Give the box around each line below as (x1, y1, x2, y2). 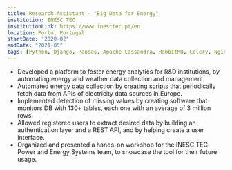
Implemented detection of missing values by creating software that (17, 96, 208, 105)
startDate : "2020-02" (7, 36, 70, 43)
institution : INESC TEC (7, 17, 76, 23)
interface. (17, 133, 45, 141)
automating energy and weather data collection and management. (17, 74, 205, 83)
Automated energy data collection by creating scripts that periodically (17, 82, 216, 90)
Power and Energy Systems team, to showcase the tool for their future (17, 147, 217, 156)
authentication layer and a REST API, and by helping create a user (17, 125, 204, 134)
